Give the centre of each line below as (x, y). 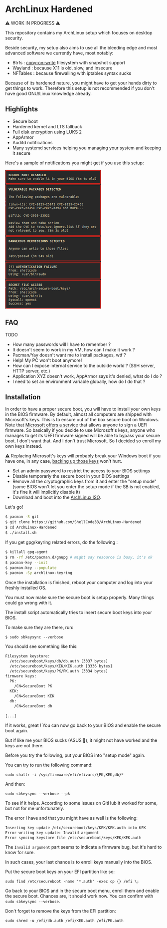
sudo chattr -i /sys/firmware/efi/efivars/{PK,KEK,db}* (64, 775)
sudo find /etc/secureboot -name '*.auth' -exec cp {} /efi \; (72, 882)
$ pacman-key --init (27, 563)
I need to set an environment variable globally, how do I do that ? (79, 381)
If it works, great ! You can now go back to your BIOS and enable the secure (83, 725)
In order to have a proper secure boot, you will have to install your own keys (83, 409)
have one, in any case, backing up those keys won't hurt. (64, 461)
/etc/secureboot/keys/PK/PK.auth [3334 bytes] (59, 671)
